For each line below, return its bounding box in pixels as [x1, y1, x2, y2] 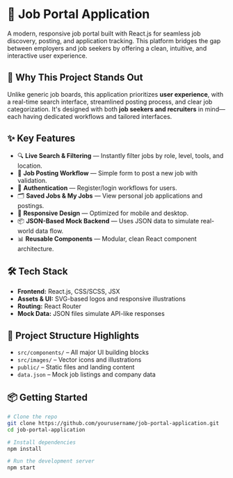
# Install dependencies [7, 438, 77, 446]
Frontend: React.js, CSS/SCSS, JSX [17, 287, 120, 296]
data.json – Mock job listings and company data [17, 370, 156, 379]
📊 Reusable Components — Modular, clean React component [17, 234, 197, 243]
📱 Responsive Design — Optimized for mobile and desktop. [17, 209, 189, 217]
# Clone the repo [7, 413, 58, 420]
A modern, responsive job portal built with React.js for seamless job [7, 29, 201, 38]
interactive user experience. [7, 51, 88, 60]
